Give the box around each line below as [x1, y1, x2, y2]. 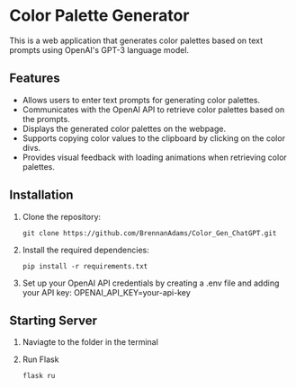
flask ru [22, 372, 56, 381]
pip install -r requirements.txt [22, 261, 148, 270]
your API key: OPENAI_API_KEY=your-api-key [22, 287, 191, 297]
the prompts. [22, 113, 70, 124]
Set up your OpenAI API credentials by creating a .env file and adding [22, 278, 280, 288]
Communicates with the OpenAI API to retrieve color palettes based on [22, 104, 285, 115]
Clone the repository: [22, 211, 102, 222]
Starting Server [9, 313, 97, 328]
